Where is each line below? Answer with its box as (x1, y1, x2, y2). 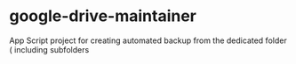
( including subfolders (9, 44, 90, 54)
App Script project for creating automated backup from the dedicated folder (9, 35, 287, 46)
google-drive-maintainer (9, 6, 197, 26)
